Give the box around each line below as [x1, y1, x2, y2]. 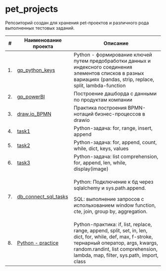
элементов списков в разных [74, 70, 144, 77]
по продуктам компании [74, 96, 132, 103]
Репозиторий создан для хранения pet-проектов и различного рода [5, 20, 149, 26]
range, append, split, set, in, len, [74, 227, 148, 234]
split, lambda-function [74, 82, 126, 89]
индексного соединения [74, 63, 132, 70]
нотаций [74, 110, 94, 117]
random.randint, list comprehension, [74, 245, 158, 252]
